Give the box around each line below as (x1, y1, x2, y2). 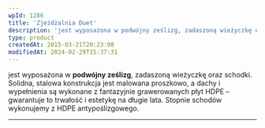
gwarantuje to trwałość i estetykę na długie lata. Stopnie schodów (8, 96, 222, 104)
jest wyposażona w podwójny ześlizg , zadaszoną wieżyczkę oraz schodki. (8, 70, 252, 79)
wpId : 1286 (8, 11, 44, 20)
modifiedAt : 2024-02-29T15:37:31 (8, 48, 118, 56)
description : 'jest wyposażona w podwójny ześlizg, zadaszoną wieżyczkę (8, 26, 252, 34)
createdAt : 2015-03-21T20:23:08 (8, 41, 114, 49)
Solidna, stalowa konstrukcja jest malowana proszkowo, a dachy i (8, 78, 221, 88)
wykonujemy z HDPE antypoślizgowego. (8, 104, 140, 113)
